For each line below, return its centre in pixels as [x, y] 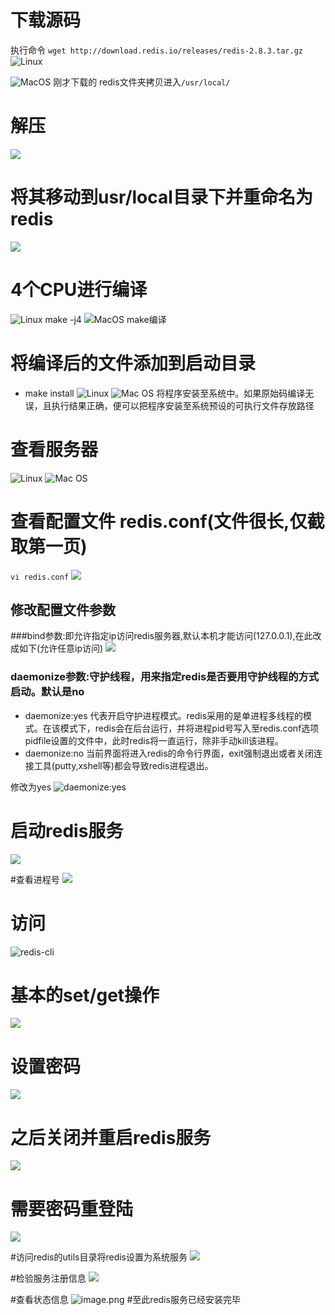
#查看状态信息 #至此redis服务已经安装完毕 [125, 1300]
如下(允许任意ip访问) [61, 648]
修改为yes [31, 787]
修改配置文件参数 [63, 609]
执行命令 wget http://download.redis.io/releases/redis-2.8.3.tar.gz [156, 50]
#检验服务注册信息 [48, 1278]
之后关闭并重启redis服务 [111, 1137]
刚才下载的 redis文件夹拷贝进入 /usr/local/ [142, 82]
